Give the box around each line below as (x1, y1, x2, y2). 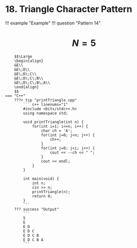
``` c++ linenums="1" (23, 102, 68, 107)
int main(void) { (23, 176, 59, 181)
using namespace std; (23, 111, 68, 116)
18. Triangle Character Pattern (5, 3, 132, 15)
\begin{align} (14, 58, 43, 63)
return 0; (31, 194, 52, 199)
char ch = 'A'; (40, 128, 72, 133)
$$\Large (14, 54, 32, 59)
